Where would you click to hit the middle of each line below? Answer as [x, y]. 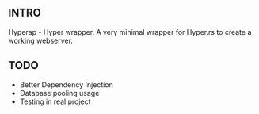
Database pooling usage [59, 93]
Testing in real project [55, 101]
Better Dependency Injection [66, 84]
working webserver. [41, 40]
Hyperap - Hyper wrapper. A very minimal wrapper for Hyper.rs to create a [130, 32]
